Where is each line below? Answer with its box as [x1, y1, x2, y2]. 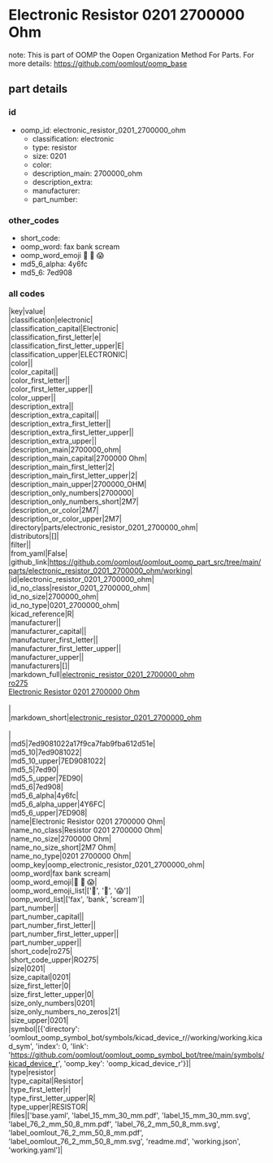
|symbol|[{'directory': [8, 1024, 80, 1034]
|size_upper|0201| [8, 1016, 69, 1025]
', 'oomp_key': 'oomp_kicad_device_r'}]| [58, 1059, 192, 1069]
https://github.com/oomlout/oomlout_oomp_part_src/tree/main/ [49, 557, 262, 567]
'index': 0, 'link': [35, 1042, 89, 1052]
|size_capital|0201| [8, 973, 71, 982]
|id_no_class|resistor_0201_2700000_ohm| [8, 584, 150, 593]
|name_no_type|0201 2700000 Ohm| [8, 851, 132, 861]
